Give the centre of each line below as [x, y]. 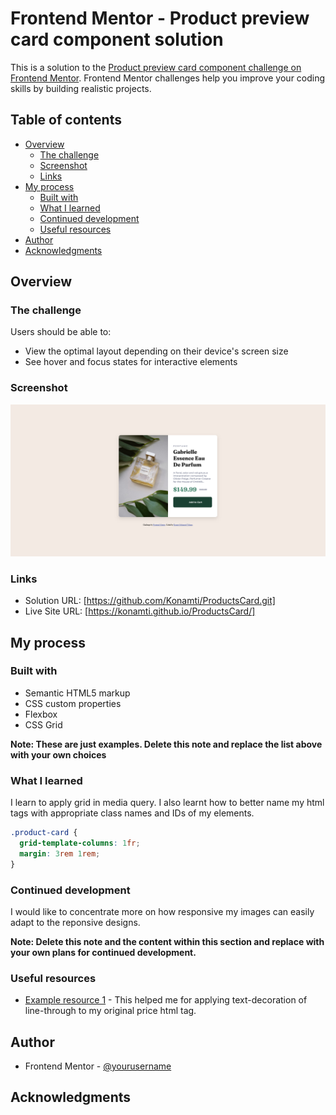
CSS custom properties [73, 703]
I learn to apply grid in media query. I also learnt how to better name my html [167, 803]
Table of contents [66, 120]
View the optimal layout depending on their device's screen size [156, 351]
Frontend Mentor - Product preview [160, 18]
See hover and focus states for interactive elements [131, 362]
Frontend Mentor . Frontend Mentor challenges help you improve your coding [168, 78]
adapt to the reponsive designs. [75, 922]
